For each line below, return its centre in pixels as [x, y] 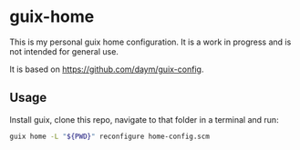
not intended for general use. [64, 51]
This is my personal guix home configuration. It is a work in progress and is [150, 42]
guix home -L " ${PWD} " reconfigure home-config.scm [109, 136]
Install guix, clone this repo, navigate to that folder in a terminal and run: [145, 119]
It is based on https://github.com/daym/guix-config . [107, 69]
